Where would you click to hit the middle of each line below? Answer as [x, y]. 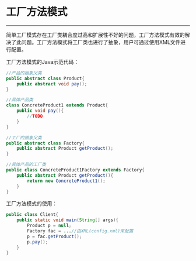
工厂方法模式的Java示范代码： [43, 61]
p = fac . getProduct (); [55, 236]
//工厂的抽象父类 [24, 138]
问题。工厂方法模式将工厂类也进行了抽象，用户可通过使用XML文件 [101, 42]
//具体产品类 [20, 100]
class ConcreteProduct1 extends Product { [57, 105]
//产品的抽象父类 [24, 73]
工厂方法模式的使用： [32, 204]
